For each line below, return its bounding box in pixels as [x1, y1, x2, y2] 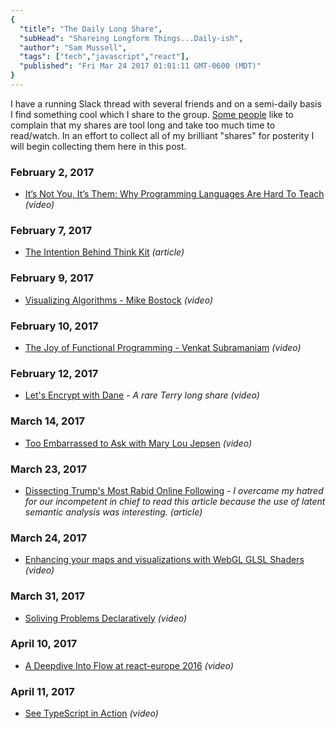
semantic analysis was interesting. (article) [24, 506, 203, 518]
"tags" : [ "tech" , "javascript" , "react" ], [19, 52, 190, 62]
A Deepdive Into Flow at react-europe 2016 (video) [24, 659, 234, 671]
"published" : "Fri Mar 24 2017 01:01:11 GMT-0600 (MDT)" [19, 61, 262, 71]
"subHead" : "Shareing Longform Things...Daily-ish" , [19, 33, 244, 43]
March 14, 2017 [10, 414, 85, 428]
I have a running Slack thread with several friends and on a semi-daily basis [10, 97, 322, 110]
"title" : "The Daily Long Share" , [19, 24, 163, 34]
